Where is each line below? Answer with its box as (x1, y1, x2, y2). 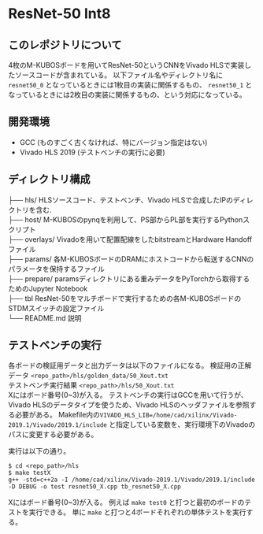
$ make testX (8, 469, 51, 477)
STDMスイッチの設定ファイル (8, 303, 105, 313)
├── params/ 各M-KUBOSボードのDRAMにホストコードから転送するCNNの (8, 254, 254, 264)
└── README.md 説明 (8, 313, 82, 323)
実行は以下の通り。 (8, 447, 71, 456)
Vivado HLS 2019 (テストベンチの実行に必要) (19, 147, 165, 157)
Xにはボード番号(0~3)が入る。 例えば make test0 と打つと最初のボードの (8, 498, 245, 507)
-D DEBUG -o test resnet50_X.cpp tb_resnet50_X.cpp (8, 483, 181, 491)
